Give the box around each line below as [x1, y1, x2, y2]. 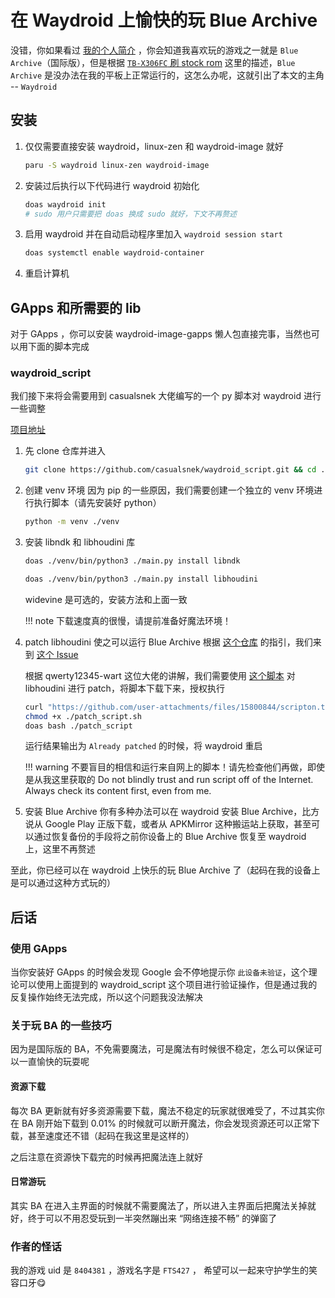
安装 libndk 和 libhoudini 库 [24, 536, 136, 548]
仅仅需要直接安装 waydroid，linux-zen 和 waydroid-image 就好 [24, 140, 284, 152]
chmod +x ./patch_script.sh [24, 711, 142, 721]
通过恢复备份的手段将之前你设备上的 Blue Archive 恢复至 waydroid [33, 831, 307, 843]
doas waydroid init [24, 199, 107, 210]
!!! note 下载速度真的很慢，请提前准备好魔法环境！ [24, 614, 232, 626]
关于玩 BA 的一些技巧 [10, 1019, 112, 1033]
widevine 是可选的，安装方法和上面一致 [24, 593, 188, 605]
